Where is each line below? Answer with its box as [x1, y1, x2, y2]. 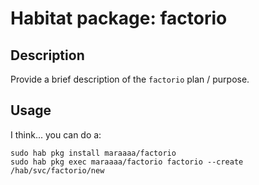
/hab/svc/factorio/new [10, 165, 105, 176]
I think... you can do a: [10, 128, 102, 141]
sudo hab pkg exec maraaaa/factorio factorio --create [10, 157, 244, 167]
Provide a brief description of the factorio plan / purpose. [10, 73, 250, 85]
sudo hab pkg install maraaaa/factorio [10, 148, 177, 158]
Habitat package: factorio [10, 7, 228, 30]
